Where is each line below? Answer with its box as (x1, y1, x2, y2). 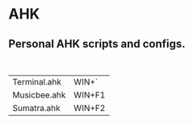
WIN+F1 (73, 89, 106, 101)
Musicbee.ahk (12, 89, 66, 101)
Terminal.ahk (12, 76, 62, 87)
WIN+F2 (73, 102, 106, 114)
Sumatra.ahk (12, 102, 61, 114)
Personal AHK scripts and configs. (8, 37, 186, 51)
